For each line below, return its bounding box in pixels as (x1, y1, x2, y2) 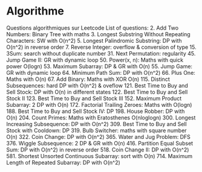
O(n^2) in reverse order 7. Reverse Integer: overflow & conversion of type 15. (6, 43, 197, 51)
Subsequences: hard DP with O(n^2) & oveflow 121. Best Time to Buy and (6, 81, 189, 89)
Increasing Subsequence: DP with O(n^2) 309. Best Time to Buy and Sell (6, 120, 187, 127)
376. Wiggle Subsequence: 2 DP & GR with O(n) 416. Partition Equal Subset (6, 139, 194, 147)
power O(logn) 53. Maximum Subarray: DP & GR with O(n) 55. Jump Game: (6, 62, 192, 70)
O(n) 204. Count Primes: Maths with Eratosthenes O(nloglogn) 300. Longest (6, 113, 196, 121)
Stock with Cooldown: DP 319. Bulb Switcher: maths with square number (6, 127, 187, 134)
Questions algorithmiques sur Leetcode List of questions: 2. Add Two (6, 24, 179, 31)
